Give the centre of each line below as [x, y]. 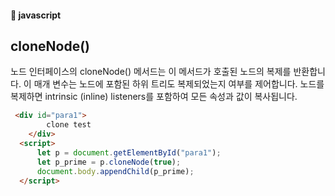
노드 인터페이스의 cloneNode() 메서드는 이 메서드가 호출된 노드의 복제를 [151, 72]
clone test [69, 125]
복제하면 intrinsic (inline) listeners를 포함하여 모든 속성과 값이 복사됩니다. [154, 97]
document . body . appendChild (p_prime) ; [115, 171]
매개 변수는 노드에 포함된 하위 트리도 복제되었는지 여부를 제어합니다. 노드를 [179, 84]
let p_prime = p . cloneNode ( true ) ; [109, 162]
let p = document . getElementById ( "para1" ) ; [129, 152]
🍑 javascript [36, 15]
